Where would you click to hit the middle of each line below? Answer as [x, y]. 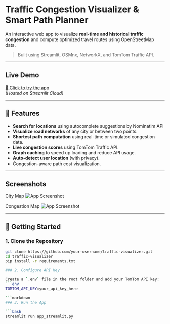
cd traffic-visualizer [29, 256]
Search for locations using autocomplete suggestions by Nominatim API [88, 126]
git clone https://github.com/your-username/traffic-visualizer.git [79, 252]
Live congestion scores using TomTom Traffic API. [66, 147]
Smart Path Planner [47, 20]
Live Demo [22, 75]
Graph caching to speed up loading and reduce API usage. [74, 152]
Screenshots [26, 184]
